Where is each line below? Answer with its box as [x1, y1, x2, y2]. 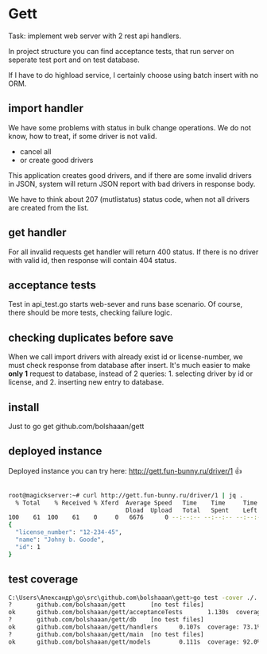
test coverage [8, 573, 79, 586]
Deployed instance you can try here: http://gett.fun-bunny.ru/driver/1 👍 [8, 466, 242, 475]
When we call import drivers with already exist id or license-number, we [8, 352, 244, 362]
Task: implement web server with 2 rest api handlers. [8, 31, 182, 41]
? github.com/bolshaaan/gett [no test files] [8, 601, 204, 609]
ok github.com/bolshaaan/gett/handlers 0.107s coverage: [8, 623, 240, 631]
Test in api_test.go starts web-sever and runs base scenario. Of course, [8, 300, 243, 309]
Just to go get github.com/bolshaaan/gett [8, 422, 145, 431]
